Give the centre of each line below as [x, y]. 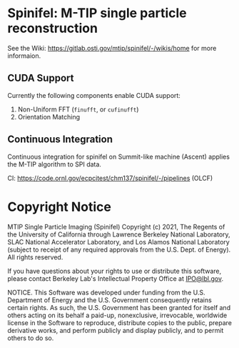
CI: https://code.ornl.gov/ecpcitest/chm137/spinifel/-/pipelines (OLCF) [110, 178]
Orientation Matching [49, 116]
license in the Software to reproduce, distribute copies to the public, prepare [119, 322]
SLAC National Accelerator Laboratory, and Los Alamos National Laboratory [118, 242]
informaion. [24, 56]
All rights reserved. [35, 257]
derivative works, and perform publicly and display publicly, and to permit [116, 330]
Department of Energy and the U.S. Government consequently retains [110, 300]
